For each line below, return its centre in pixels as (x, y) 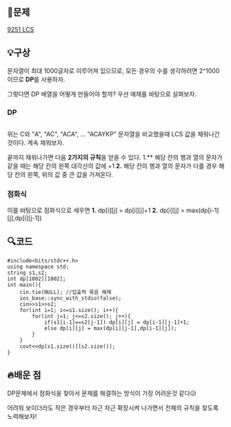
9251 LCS (21, 29)
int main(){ (24, 285)
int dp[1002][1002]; (37, 279)
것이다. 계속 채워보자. (36, 143)
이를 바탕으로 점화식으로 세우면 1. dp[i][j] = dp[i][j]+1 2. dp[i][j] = (96, 210)
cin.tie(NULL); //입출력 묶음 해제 (66, 292)
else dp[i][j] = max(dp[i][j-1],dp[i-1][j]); (110, 329)
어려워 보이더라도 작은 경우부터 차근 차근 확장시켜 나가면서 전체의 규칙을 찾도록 (113, 408)
